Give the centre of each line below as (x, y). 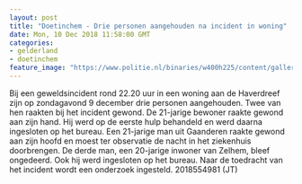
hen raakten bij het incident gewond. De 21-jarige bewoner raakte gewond (147, 112)
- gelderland (34, 51)
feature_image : (38, 68)
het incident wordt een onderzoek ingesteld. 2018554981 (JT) (124, 169)
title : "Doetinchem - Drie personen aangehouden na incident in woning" (148, 26)
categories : (31, 43)
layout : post (34, 18)
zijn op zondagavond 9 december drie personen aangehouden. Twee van (145, 102)
